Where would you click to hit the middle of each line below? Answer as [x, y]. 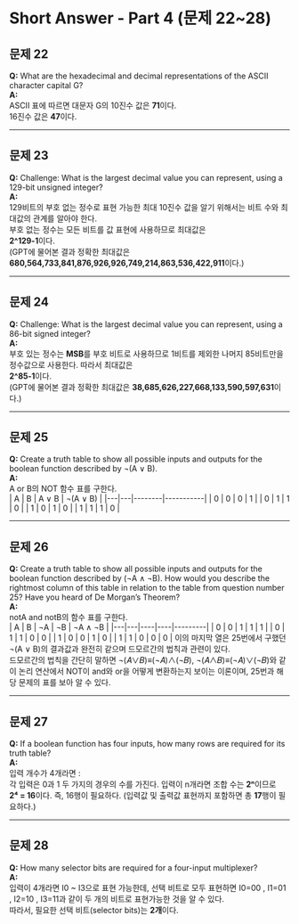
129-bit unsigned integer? [57, 187]
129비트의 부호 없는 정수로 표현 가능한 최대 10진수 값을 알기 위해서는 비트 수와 [144, 207]
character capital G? [46, 85]
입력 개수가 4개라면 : [45, 773]
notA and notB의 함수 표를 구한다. [69, 617]
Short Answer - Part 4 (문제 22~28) [140, 18]
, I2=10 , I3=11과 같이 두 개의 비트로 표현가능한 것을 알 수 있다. [117, 899]
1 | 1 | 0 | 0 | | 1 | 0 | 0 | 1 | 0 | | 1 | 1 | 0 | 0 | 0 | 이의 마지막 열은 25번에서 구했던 [148, 638]
